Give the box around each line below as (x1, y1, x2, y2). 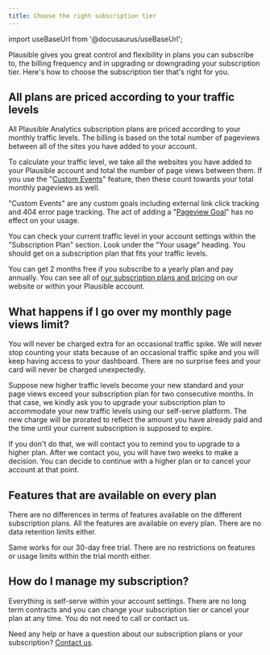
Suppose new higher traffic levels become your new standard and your (8, 381, 244, 391)
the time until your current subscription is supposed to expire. (8, 424, 214, 433)
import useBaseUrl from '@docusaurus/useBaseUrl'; (8, 34, 183, 44)
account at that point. (8, 465, 80, 475)
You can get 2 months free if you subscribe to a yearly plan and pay (8, 264, 234, 274)
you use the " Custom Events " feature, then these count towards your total (8, 175, 254, 184)
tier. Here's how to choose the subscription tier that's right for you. (8, 66, 230, 77)
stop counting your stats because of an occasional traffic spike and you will (8, 348, 260, 357)
